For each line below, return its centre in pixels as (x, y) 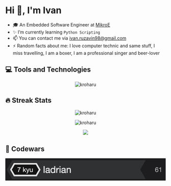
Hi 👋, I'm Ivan (34, 10)
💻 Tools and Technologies (48, 70)
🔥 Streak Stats (28, 100)
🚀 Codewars (25, 149)
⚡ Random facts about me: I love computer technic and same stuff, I (84, 46)
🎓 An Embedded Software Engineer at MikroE (61, 24)
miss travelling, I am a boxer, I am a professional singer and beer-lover (86, 53)
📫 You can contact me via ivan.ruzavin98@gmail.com (69, 38)
